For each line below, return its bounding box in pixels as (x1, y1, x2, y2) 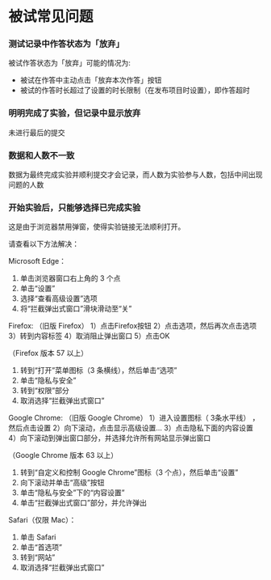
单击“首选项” (19, 543, 63, 552)
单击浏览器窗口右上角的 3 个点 (19, 273, 121, 283)
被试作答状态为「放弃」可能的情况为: (8, 58, 131, 68)
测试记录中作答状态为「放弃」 (8, 38, 125, 49)
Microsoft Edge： (8, 256, 67, 266)
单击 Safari (19, 532, 56, 542)
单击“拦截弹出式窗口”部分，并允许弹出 (19, 498, 148, 508)
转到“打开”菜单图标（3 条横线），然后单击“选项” (19, 366, 177, 375)
